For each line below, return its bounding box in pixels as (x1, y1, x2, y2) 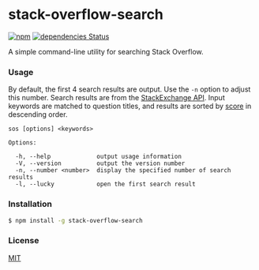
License (8, 235, 39, 246)
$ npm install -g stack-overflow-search (8, 216, 144, 224)
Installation (8, 199, 53, 210)
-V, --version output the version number (15, 159, 186, 167)
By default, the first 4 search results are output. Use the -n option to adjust (8, 84, 251, 94)
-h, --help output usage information (15, 152, 182, 161)
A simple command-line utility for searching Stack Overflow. (8, 47, 204, 56)
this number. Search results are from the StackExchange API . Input (8, 93, 225, 103)
